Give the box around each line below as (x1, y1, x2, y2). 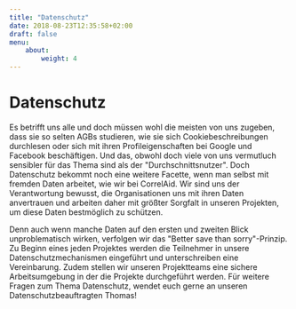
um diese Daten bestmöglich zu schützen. (9, 206, 164, 218)
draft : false (9, 29, 58, 38)
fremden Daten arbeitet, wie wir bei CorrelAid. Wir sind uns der (9, 178, 240, 189)
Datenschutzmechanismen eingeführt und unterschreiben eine (9, 252, 239, 263)
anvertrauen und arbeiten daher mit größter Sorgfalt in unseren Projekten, (9, 197, 280, 208)
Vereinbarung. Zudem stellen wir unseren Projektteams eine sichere (9, 261, 258, 272)
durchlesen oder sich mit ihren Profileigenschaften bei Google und (9, 140, 252, 151)
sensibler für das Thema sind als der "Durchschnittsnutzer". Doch (9, 159, 251, 170)
